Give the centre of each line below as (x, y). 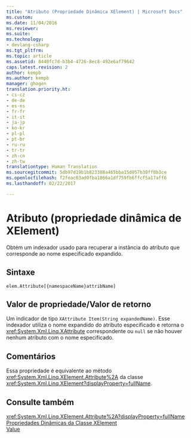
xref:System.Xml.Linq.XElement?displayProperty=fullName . (79, 383)
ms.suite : (19, 34)
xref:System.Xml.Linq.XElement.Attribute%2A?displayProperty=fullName (95, 416)
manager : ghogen (26, 84)
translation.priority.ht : (38, 89)
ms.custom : (20, 17)
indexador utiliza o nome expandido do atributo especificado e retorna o (95, 325)
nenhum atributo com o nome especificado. (60, 338)
